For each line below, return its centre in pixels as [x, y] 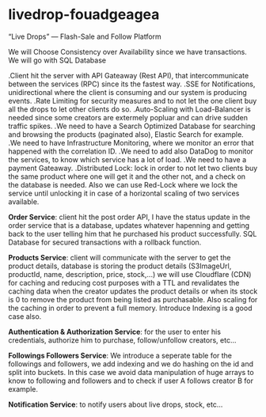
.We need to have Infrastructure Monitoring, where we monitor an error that [131, 142]
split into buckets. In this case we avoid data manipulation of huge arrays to [131, 372]
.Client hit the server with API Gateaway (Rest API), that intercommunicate [129, 75]
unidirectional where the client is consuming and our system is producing [127, 92]
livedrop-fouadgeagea [84, 15]
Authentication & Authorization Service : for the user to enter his [115, 332]
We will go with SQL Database [57, 60]
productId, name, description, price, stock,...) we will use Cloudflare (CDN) [130, 274]
